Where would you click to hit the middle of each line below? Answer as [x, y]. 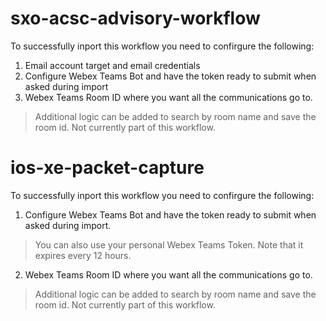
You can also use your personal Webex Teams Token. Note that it [169, 244]
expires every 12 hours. [83, 255]
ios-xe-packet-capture [107, 168]
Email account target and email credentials [112, 65]
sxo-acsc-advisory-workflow [135, 18]
